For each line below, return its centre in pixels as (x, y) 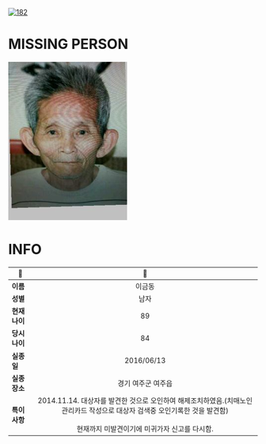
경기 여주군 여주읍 (145, 383)
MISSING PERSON (68, 44)
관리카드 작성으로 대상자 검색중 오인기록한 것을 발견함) (145, 411)
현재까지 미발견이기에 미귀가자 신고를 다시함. (145, 429)
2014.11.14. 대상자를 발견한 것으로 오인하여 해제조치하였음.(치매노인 (145, 400)
